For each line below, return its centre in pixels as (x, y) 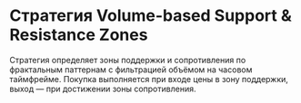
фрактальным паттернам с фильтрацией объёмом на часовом (131, 70)
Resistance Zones (79, 35)
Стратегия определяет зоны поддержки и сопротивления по (128, 60)
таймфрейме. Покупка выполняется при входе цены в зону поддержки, (149, 79)
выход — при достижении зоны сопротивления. (103, 89)
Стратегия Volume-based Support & (151, 16)
